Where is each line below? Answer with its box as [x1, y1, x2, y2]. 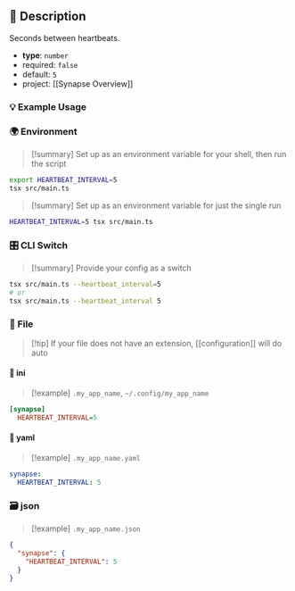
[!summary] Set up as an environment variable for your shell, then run [30, 149, 287, 160]
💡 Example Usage [9, 100, 87, 112]
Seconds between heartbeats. [9, 32, 120, 43]
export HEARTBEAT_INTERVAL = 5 [9, 176, 118, 185]
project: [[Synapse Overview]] [21, 78, 134, 89]
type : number [21, 50, 69, 61]
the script [30, 158, 67, 170]
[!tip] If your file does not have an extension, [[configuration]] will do [30, 337, 283, 348]
